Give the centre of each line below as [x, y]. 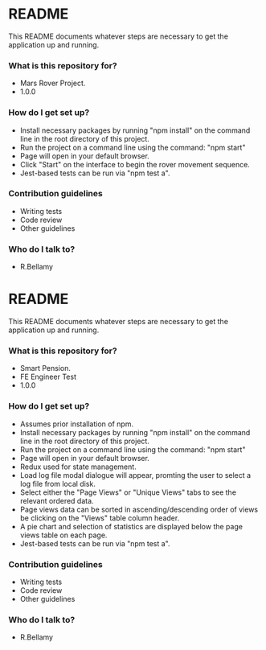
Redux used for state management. [78, 467]
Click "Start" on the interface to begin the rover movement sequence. [135, 164]
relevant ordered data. [57, 500]
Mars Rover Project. [53, 83]
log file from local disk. [58, 483]
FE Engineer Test [48, 377]
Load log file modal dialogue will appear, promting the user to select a [135, 475]
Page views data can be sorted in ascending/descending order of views [139, 509]
